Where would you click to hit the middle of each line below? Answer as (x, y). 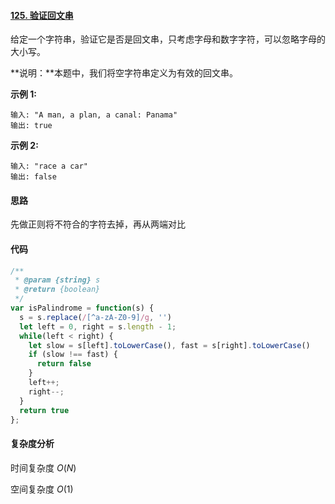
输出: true (31, 126)
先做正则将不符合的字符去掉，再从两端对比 (98, 224)
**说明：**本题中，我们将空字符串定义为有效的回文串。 (124, 73)
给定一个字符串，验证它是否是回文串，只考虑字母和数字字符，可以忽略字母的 (168, 39)
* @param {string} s (57, 280)
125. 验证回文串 (42, 15)
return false (64, 364)
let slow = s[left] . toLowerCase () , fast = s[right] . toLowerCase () (169, 345)
